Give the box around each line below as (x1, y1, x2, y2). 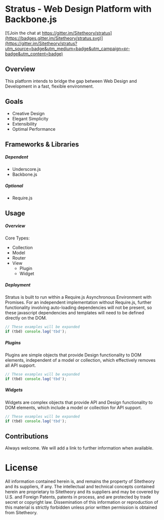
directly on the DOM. (5, 315, 47, 321)
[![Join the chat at (5, 30, 41, 36)
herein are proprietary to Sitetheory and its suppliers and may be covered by (5, 489, 159, 495)
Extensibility (12, 121, 37, 127)
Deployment (5, 282, 31, 287)
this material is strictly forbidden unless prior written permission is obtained (5, 504, 158, 510)
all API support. (5, 362, 36, 368)
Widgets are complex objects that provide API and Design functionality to (5, 399, 153, 405)
